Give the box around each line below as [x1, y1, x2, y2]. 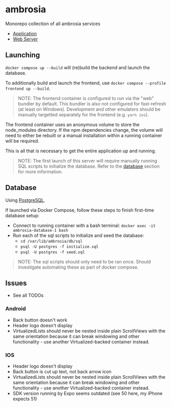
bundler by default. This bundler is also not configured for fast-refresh [17, 100, 166, 107]
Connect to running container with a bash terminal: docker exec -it [12, 222, 156, 229]
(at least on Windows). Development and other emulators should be [17, 106, 161, 112]
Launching [5, 51, 40, 59]
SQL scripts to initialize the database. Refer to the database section [17, 163, 160, 169]
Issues [5, 278, 27, 288]
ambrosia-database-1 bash [12, 228, 68, 233]
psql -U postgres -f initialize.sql [20, 244, 99, 249]
